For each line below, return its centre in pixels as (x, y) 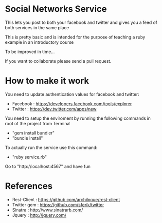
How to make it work (47, 81)
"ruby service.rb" (29, 157)
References (29, 186)
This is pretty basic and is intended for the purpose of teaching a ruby (75, 37)
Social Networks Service (56, 9)
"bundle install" (27, 138)
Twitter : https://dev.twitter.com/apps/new (54, 109)
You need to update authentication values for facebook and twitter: (72, 94)
